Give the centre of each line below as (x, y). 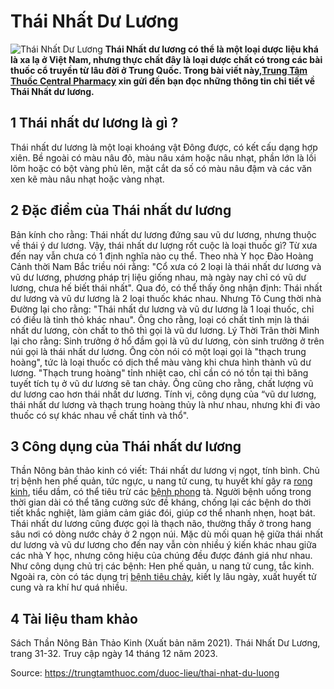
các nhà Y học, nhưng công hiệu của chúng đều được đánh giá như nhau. (161, 556)
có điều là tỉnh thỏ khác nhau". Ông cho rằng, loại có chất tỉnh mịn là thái (160, 319)
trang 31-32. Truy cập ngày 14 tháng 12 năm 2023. (114, 654)
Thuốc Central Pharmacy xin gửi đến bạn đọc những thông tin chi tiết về (163, 81)
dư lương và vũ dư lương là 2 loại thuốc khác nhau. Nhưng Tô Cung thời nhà (166, 298)
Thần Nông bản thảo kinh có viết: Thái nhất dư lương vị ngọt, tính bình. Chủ (165, 471)
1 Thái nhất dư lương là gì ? (94, 123)
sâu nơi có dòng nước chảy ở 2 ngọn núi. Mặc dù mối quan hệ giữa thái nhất (167, 534)
